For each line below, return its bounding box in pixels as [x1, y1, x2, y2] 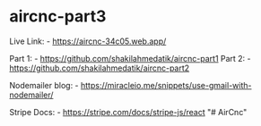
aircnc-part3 [9, 6, 107, 27]
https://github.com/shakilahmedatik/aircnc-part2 [9, 63, 190, 73]
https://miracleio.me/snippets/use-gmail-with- [80, 80, 252, 90]
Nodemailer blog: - [9, 80, 79, 90]
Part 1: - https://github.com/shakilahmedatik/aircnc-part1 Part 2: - [9, 53, 251, 63]
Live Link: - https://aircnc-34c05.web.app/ [9, 36, 167, 46]
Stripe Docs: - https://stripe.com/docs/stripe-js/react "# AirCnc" [9, 106, 248, 117]
